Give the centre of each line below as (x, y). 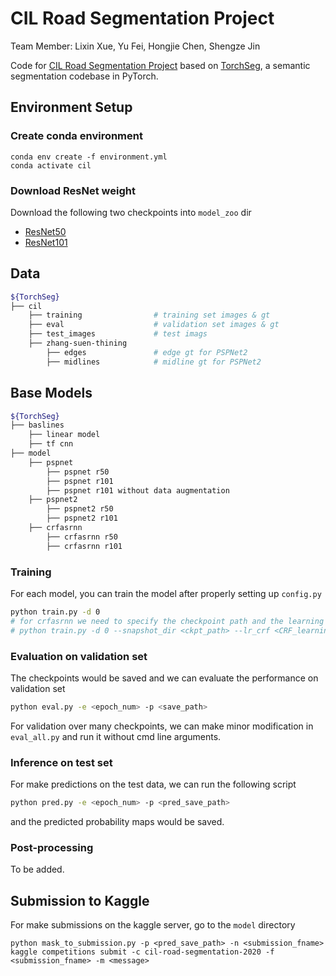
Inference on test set (61, 762)
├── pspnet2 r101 (82, 518)
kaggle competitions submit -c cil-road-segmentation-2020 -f (142, 952)
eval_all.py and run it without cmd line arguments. (116, 736)
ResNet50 (45, 231)
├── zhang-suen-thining (78, 343)
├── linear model (64, 435)
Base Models (51, 393)
